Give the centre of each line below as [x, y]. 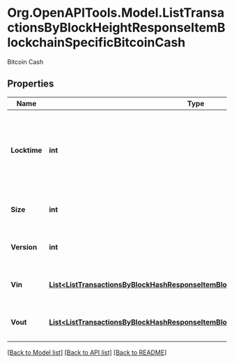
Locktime [26, 150]
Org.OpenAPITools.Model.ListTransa [116, 13]
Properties [31, 84]
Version [24, 247]
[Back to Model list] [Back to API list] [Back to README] [87, 352]
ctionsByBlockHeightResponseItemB [116, 28]
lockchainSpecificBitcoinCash [96, 43]
